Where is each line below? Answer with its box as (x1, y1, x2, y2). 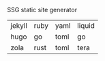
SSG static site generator (7, 6, 77, 14)
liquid (77, 21, 95, 30)
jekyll (10, 21, 27, 30)
